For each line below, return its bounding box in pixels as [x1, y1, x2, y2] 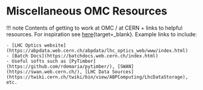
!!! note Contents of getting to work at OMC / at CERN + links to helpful [6, 24, 183, 31]
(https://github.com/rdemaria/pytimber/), [6, 63, 115, 69]
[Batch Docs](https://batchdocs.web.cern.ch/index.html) [12, 53, 159, 59]
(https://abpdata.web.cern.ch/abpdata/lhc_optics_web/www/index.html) [6, 47, 188, 54]
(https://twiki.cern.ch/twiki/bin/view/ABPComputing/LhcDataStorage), [6, 74, 188, 80]
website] [44, 42, 67, 48]
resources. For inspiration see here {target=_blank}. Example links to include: [6, 30, 198, 37]
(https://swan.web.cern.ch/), [6, 68, 83, 75]
